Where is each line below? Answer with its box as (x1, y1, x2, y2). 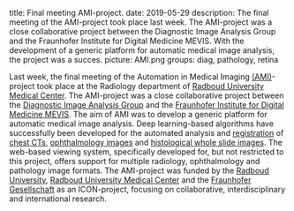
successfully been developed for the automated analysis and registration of (9, 128, 284, 138)
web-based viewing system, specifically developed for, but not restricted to (9, 147, 284, 157)
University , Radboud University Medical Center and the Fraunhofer (9, 175, 252, 185)
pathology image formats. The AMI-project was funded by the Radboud (9, 165, 269, 176)
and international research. (9, 193, 108, 204)
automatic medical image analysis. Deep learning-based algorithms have (9, 118, 275, 129)
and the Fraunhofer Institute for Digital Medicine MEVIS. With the (9, 35, 245, 46)
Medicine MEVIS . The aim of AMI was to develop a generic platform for (9, 109, 268, 119)
